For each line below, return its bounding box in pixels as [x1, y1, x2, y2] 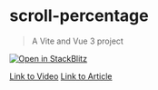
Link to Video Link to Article [9, 70, 113, 82]
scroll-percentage [9, 5, 149, 26]
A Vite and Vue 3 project [31, 35, 124, 46]
